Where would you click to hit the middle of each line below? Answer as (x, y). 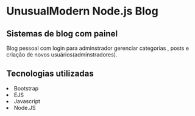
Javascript (27, 101)
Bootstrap (27, 88)
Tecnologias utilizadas (50, 74)
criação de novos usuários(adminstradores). (62, 55)
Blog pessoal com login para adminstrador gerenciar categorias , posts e (98, 48)
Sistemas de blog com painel (62, 34)
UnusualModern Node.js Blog (82, 11)
